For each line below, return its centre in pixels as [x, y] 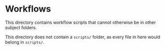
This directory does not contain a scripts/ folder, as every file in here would [83, 37]
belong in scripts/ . [25, 42]
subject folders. [21, 27]
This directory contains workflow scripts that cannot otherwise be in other [81, 22]
